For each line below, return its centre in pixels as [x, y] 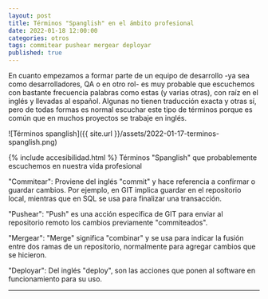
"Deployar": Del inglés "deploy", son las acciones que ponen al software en [132, 270]
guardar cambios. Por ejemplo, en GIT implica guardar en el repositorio [125, 190]
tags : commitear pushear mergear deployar [80, 46]
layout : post [30, 16]
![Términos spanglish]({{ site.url [61, 134]
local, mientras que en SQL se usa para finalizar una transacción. [115, 198]
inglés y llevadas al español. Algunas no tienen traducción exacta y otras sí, [132, 101]
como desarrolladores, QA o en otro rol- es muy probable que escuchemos [132, 84]
